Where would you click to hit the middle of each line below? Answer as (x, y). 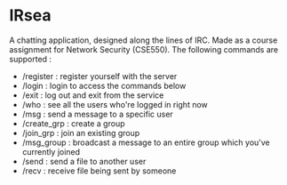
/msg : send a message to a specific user (97, 114)
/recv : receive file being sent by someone (99, 171)
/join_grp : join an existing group (81, 133)
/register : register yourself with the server (100, 76)
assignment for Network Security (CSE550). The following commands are (143, 49)
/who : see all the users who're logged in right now (115, 104)
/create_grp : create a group (73, 123)
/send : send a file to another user (84, 161)
